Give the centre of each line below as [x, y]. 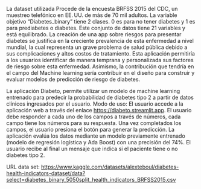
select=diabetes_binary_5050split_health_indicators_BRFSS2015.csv [91, 180]
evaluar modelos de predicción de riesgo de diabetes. [73, 79]
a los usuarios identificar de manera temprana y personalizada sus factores [100, 60]
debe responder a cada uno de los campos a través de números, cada [94, 117]
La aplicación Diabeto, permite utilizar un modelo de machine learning [93, 91]
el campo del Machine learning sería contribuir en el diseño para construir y [101, 73]
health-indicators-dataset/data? [46, 173]
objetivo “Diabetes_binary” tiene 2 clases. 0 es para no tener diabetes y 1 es [101, 21]
